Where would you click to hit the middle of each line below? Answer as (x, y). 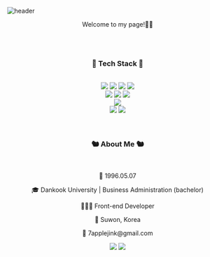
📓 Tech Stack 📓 (118, 63)
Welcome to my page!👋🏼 (118, 24)
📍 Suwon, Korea (118, 219)
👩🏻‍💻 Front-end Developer (118, 206)
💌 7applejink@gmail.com (118, 233)
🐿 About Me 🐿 (118, 144)
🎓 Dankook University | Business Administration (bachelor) (118, 190)
